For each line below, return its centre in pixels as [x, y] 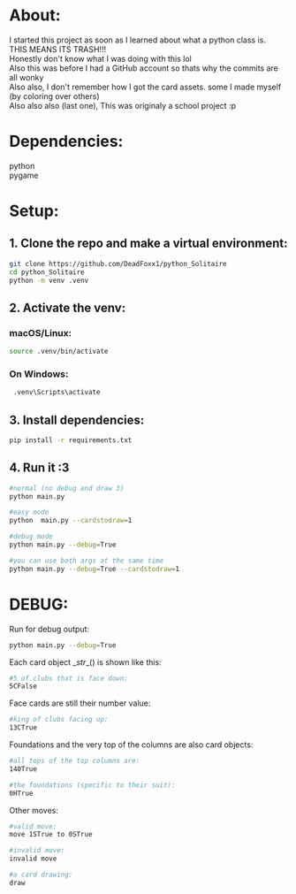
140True [23, 769]
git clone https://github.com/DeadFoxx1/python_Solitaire [118, 264]
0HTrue [21, 793]
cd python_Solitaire [47, 272]
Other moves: [34, 810]
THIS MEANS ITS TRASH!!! [58, 49]
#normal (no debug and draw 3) [67, 488]
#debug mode [31, 537]
